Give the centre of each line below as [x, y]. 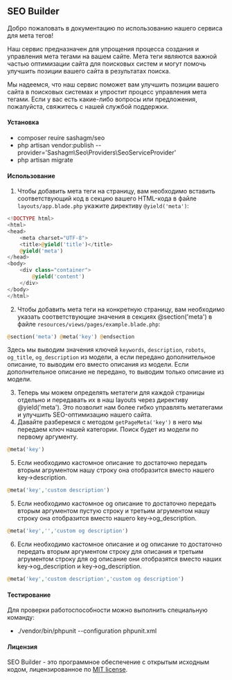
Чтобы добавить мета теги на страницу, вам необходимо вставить [116, 191]
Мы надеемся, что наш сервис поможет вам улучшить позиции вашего [113, 84]
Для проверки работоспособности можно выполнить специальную [107, 610]
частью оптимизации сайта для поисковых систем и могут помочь [107, 63]
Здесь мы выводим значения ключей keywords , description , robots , [107, 350]
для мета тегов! [30, 35]
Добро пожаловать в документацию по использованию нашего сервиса [115, 28]
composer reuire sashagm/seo [61, 138]
